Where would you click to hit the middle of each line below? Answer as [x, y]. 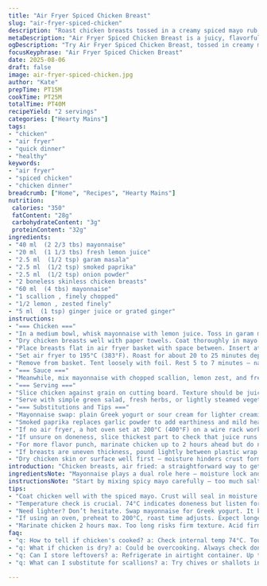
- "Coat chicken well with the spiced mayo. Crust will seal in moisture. [135, 496]
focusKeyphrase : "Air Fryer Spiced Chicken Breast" [95, 52]
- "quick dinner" [37, 149]
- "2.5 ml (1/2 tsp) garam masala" [69, 259]
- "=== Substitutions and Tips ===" [69, 407]
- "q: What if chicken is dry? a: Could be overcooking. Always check [128, 548]
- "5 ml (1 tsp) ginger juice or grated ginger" [92, 311]
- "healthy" [28, 156]
